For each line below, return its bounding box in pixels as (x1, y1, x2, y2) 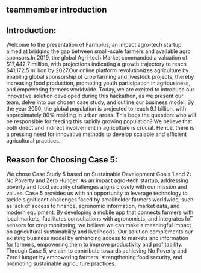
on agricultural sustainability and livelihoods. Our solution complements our (6, 228, 193, 235)
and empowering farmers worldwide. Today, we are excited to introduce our (6, 86, 194, 93)
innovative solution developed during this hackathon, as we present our (6, 93, 184, 100)
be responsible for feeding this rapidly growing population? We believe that (6, 118, 193, 125)
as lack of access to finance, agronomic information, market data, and (6, 203, 180, 210)
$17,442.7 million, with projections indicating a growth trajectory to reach (6, 60, 187, 68)
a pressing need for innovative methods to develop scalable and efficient (6, 130, 187, 138)
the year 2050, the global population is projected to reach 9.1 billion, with (6, 105, 187, 112)
